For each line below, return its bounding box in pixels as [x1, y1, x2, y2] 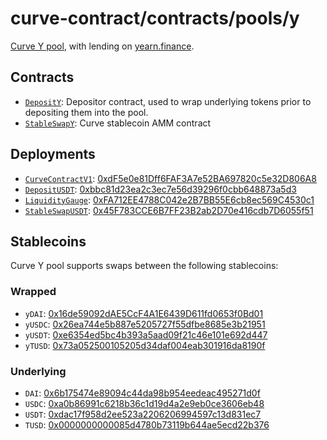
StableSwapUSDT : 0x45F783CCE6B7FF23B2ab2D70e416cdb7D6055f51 [24, 204, 314, 216]
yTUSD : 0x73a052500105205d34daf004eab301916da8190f [24, 339, 266, 351]
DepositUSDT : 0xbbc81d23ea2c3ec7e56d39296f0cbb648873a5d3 [24, 183, 297, 195]
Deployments [10, 146, 96, 163]
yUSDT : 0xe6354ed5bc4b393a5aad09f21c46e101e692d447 [24, 328, 268, 341]
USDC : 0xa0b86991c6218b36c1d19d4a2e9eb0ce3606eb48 [24, 397, 265, 409]
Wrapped [10, 285, 57, 299]
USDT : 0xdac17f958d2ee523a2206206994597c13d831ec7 [24, 408, 262, 420]
